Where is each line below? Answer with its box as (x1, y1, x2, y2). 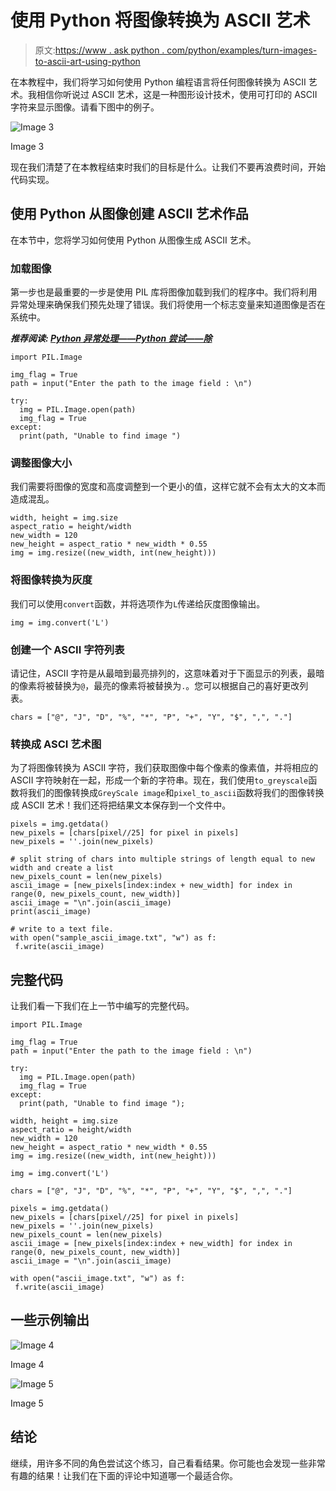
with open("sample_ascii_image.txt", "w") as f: (10, 933, 217, 943)
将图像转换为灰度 (10, 573, 93, 587)
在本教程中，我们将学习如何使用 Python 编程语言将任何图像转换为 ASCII (10, 76, 307, 88)
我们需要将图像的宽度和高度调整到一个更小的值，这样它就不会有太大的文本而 (10, 481, 326, 493)
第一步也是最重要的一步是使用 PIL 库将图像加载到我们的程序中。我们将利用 (10, 286, 318, 298)
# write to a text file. (10, 924, 114, 935)
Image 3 (10, 140, 45, 152)
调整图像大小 (10, 456, 73, 470)
